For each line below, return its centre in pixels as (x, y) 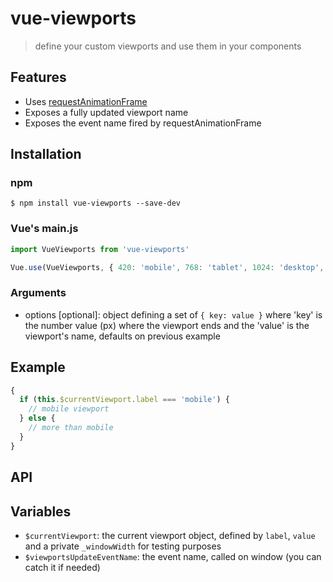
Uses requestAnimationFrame (86, 101)
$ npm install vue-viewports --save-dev (96, 203)
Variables (41, 511)
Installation (46, 154)
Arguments (38, 293)
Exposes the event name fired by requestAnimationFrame (143, 123)
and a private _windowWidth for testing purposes (123, 546)
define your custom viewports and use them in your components (168, 46)
